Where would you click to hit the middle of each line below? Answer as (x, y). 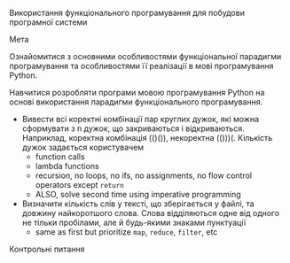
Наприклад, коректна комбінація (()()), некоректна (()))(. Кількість (147, 138)
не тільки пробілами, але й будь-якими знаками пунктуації (134, 222)
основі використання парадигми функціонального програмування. (136, 102)
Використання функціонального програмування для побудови (127, 13)
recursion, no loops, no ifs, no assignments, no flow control (144, 175)
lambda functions (67, 166)
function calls (60, 157)
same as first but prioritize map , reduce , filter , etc (126, 232)
